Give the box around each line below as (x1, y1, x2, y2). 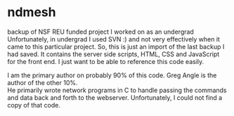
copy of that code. (7, 101, 61, 109)
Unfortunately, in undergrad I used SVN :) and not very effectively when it (7, 34, 220, 43)
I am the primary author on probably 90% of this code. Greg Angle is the (7, 71, 217, 79)
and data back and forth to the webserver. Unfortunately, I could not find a (7, 93, 223, 102)
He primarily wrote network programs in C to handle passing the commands (7, 86, 227, 94)
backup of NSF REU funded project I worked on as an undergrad (7, 27, 195, 36)
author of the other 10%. (7, 78, 79, 86)
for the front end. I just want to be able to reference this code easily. (7, 57, 204, 65)
